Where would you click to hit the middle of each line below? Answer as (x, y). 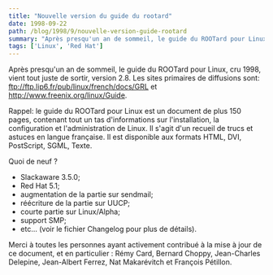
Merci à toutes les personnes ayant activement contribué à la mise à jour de (135, 245)
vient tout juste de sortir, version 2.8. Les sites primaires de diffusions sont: (134, 78)
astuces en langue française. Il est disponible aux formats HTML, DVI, (125, 137)
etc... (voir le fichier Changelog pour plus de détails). (108, 229)
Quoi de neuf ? (33, 162)
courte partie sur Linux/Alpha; (70, 212)
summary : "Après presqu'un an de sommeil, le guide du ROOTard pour (127, 39)
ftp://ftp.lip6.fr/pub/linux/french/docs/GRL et (83, 87)
